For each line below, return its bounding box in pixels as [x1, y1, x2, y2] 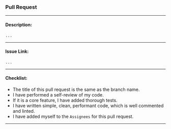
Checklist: [5, 75, 28, 81]
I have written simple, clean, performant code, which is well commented [12, 103, 164, 109]
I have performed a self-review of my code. [12, 91, 104, 98]
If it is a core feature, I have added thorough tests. [12, 97, 118, 103]
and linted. [12, 108, 35, 114]
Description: [5, 21, 32, 27]
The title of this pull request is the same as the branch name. [12, 86, 140, 92]
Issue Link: [5, 48, 29, 54]
